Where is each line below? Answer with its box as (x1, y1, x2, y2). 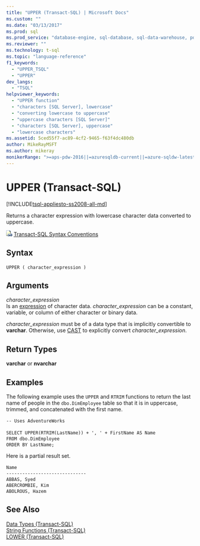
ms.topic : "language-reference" (6, 54, 86, 60)
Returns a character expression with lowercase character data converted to (6, 212, 192, 219)
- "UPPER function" (11, 98, 60, 104)
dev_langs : (6, 79, 33, 85)
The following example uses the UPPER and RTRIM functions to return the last (6, 393, 191, 400)
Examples (6, 377, 43, 387)
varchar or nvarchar (6, 360, 57, 367)
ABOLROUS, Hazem (6, 488, 46, 494)
